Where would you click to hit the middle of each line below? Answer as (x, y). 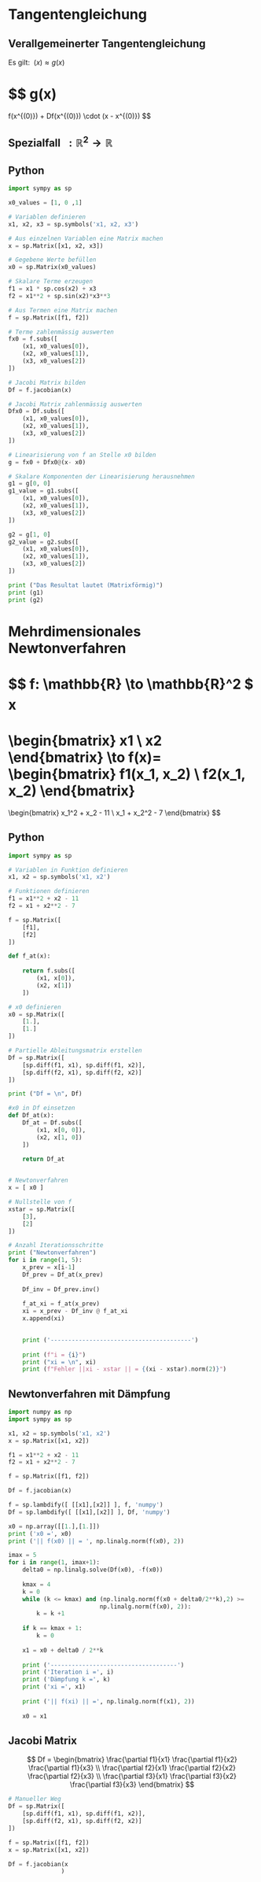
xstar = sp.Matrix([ (42, 1209)
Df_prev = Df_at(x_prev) (63, 1275)
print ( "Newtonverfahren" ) (52, 1253)
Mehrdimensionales (75, 631)
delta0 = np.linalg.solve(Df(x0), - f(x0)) (93, 1570)
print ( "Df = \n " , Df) (45, 1094)
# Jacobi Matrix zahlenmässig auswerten (75, 404)
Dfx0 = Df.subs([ (37, 411)
